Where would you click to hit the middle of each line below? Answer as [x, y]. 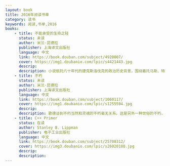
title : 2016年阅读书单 [27, 15]
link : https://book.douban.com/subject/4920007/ [71, 57]
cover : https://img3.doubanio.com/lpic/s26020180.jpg [77, 147]
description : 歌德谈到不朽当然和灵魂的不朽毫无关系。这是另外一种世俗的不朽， [92, 114]
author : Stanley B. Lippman [48, 128]
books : [12, 29]
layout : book [19, 10]
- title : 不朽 [28, 76]
